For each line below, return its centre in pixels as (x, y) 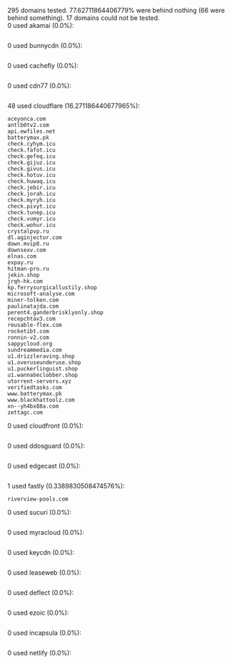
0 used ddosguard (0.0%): (46, 446)
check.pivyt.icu (31, 206)
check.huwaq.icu (31, 181)
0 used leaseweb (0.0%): (44, 573)
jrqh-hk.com (25, 281)
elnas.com (22, 256)
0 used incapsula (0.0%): (45, 633)
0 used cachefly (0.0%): (43, 66)
